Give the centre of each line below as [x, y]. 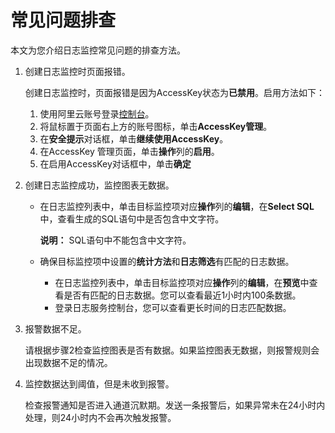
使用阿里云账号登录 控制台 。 [97, 113]
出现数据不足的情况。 [68, 362]
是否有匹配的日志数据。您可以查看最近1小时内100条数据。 [182, 295]
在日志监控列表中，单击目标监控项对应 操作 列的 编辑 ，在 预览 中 [182, 282]
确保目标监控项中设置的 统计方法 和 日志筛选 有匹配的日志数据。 [167, 261]
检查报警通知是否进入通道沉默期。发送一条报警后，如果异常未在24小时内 [175, 405]
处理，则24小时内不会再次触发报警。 [100, 417]
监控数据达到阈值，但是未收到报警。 [99, 383]
